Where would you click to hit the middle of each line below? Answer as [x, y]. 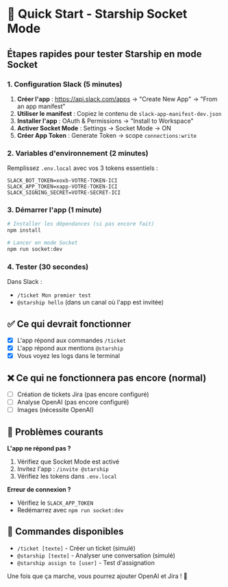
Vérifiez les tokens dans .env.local [67, 477]
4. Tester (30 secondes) [48, 267]
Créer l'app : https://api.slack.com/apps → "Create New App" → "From [117, 99]
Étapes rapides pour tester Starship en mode [104, 54]
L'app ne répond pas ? [39, 448]
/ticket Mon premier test [54, 296]
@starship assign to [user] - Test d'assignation [86, 562]
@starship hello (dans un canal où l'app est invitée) [90, 302]
